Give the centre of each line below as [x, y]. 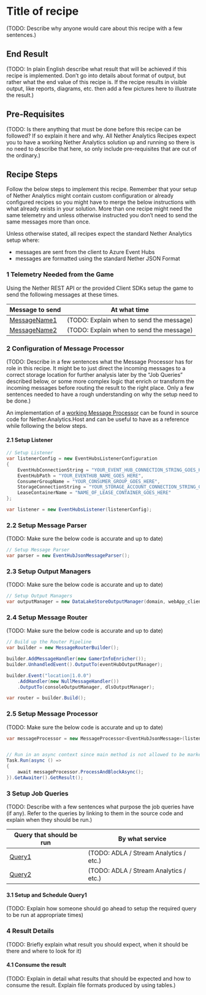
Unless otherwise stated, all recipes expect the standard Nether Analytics [99, 234]
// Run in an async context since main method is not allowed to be [96, 755]
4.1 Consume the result [36, 965]
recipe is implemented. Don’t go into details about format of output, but [96, 75]
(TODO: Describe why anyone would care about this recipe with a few [94, 28]
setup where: [23, 240]
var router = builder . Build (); [46, 698]
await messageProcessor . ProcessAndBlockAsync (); [81, 772]
